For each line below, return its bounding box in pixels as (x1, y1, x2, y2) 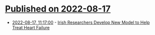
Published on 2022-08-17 (5, 3, 111, 15)
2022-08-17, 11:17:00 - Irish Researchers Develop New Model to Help (12, 19, 150, 25)
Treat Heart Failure (12, 24, 50, 30)
